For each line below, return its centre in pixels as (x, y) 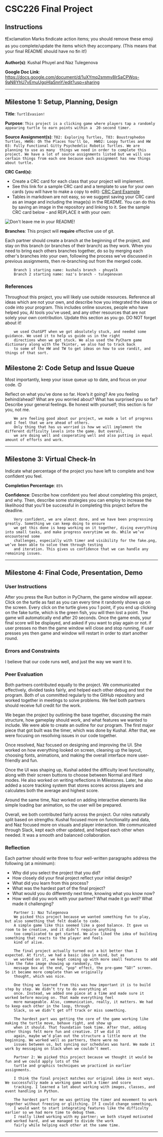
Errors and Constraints (32, 651)
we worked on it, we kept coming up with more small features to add (86, 960)
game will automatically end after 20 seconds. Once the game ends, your (78, 618)
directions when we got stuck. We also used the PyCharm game (78, 340)
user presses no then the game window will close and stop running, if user (80, 628)
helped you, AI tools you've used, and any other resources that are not (75, 312)
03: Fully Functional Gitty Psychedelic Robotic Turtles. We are (72, 146)
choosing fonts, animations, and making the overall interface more (71, 755)
